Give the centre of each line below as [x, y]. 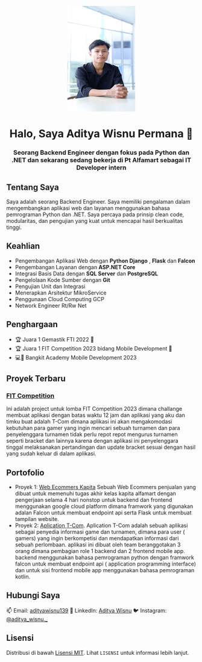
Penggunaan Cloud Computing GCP [59, 299]
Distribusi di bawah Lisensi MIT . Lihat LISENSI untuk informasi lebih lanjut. [98, 652]
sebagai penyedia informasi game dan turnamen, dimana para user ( [100, 532]
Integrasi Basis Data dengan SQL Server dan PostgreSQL [87, 273]
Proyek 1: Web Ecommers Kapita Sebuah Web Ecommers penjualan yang [105, 487]
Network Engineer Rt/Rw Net [51, 305]
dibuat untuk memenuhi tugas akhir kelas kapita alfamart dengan [96, 493]
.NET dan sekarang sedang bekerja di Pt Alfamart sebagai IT [101, 160]
